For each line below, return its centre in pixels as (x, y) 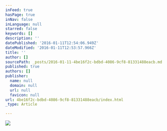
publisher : (17, 76)
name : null (21, 81)
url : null (20, 90)
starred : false (21, 29)
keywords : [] (19, 34)
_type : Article (21, 105)
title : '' (16, 52)
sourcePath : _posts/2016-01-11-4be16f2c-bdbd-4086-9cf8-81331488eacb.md (84, 62)
